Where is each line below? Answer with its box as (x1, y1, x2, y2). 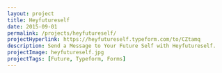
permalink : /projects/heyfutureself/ (7, 29, 117, 37)
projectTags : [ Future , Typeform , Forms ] (7, 56, 127, 63)
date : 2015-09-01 (7, 23, 58, 30)
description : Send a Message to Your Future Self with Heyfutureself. (7, 42, 216, 49)
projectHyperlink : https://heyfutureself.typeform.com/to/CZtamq (7, 36, 200, 43)
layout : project (7, 10, 54, 17)
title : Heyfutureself (7, 17, 70, 24)
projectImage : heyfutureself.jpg (7, 49, 104, 56)
